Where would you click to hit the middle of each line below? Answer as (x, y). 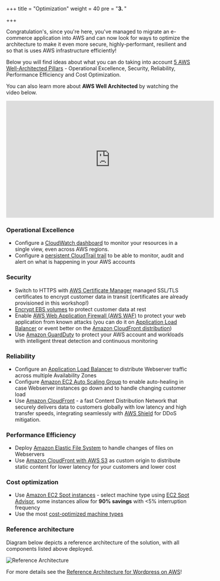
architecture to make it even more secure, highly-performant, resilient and (96, 44)
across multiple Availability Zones (55, 375)
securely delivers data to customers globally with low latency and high (101, 407)
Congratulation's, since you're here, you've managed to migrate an (88, 31)
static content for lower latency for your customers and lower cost (95, 467)
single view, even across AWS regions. (62, 250)
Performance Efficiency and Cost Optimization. (63, 75)
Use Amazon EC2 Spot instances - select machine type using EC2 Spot (102, 495)
